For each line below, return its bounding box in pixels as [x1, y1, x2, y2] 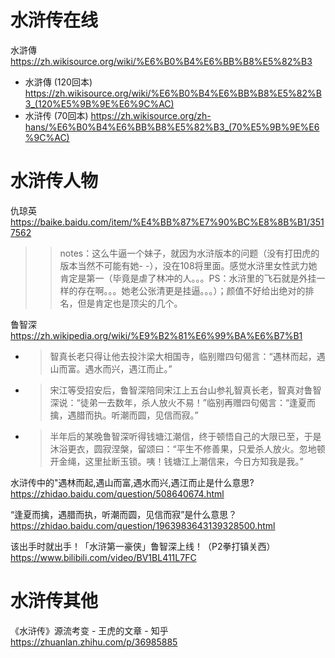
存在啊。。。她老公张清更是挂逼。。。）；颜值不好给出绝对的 [77, 284, 306, 296]
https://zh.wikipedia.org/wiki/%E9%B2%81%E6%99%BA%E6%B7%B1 [10, 329, 303, 341]
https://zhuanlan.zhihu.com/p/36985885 [10, 636, 178, 648]
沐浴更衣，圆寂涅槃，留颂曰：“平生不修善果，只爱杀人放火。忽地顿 [49, 442, 326, 455]
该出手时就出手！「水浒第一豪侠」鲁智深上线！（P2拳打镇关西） [10, 540, 276, 552]
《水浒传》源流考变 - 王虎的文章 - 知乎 [10, 624, 169, 636]
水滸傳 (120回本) [24, 76, 93, 88]
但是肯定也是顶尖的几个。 [77, 297, 183, 309]
